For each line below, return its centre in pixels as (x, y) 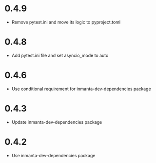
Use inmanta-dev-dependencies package (53, 155)
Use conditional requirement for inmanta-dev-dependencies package (81, 89)
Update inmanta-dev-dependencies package (57, 122)
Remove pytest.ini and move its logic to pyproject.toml (66, 22)
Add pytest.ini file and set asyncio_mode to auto (60, 55)
